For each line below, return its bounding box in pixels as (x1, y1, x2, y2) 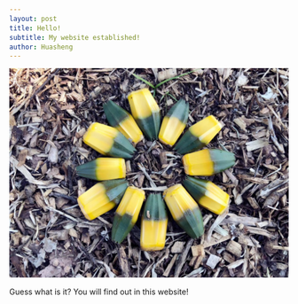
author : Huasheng (9, 43, 74, 51)
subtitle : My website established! (9, 33, 141, 42)
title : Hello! (9, 23, 62, 33)
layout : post (9, 14, 58, 23)
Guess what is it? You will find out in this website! (9, 286, 189, 297)
